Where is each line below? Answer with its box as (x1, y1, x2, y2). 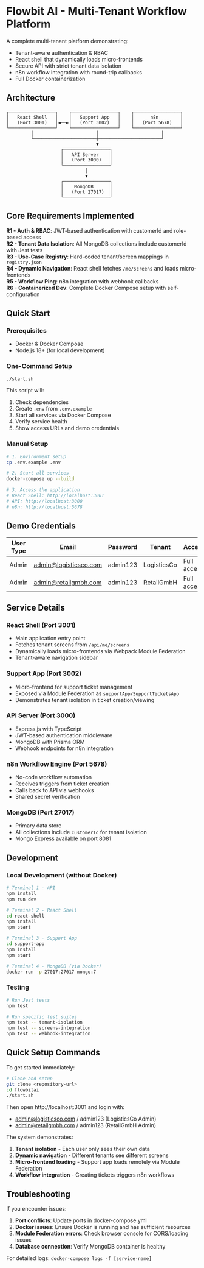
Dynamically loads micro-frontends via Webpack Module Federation (15, 648, 186, 655)
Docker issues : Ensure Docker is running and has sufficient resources (15, 1224, 191, 1231)
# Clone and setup (6, 1075, 53, 1082)
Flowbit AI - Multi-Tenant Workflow (6, 4, 187, 18)
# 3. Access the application (6, 487, 80, 493)
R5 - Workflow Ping (6, 277, 56, 285)
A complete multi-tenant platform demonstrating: (6, 37, 129, 44)
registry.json (6, 259, 42, 266)
